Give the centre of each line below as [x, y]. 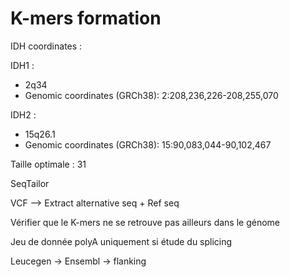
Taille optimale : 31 [48, 164]
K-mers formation [86, 18]
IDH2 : [23, 114]
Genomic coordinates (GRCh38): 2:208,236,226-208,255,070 [151, 95]
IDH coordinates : [46, 46]
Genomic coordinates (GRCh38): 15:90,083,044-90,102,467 [148, 144]
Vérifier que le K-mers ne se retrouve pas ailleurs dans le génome [145, 222]
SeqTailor [30, 183]
